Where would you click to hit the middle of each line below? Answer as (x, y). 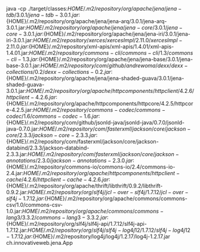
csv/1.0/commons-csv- (35, 205)
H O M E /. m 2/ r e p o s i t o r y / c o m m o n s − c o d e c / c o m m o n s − (99, 110)
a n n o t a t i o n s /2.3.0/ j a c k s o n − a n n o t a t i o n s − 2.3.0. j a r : (70, 161)
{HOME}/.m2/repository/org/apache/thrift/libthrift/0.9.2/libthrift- (84, 186)
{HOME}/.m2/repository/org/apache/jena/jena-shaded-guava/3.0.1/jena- (95, 78)
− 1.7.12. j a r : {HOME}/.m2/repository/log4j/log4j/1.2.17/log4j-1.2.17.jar (88, 237)
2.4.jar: (15, 173)
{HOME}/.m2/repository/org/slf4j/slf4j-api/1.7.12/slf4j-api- (77, 224)
